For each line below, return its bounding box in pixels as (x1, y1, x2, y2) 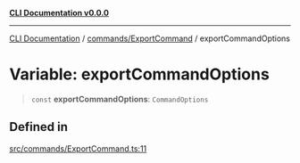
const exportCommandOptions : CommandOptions (30, 94, 209, 104)
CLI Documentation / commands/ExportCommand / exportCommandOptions (9, 33, 291, 44)
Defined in (9, 119, 69, 134)
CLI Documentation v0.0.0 (9, 8, 110, 18)
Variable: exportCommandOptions (9, 64, 270, 85)
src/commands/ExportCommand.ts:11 (9, 143, 147, 154)
